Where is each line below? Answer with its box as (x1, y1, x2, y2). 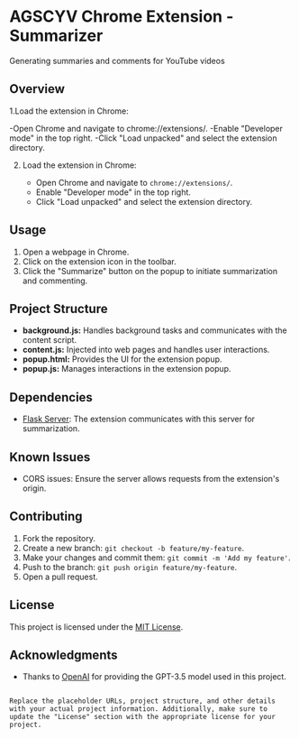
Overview (9, 81, 66, 97)
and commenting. (22, 275, 88, 286)
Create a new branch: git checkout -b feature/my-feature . (22, 542, 245, 553)
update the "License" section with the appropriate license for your (9, 713, 276, 722)
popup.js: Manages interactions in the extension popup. (22, 364, 231, 374)
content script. (22, 335, 77, 346)
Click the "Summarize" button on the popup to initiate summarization (22, 265, 277, 276)
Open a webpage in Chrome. (22, 246, 130, 257)
